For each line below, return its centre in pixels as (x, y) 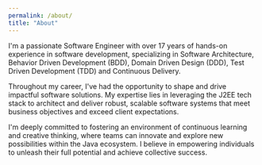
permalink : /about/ (40, 15)
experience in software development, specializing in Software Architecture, (131, 54)
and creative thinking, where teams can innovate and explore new (116, 135)
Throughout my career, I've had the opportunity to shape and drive (118, 86)
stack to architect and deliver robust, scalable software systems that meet (129, 103)
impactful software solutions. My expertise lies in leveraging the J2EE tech (130, 94)
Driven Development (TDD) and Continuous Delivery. (94, 71)
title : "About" (33, 23)
